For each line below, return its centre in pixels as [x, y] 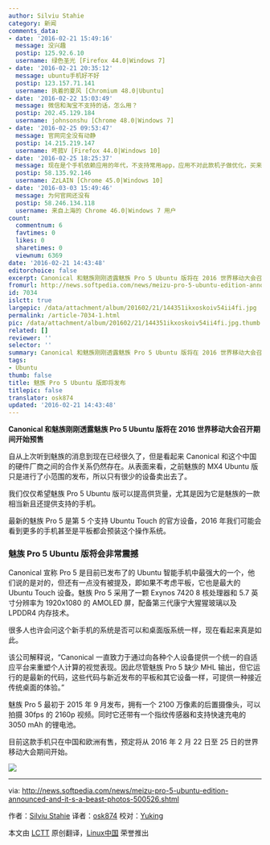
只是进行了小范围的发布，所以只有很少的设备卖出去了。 [100, 477]
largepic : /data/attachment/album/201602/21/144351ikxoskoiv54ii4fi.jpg [133, 308]
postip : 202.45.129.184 [55, 114]
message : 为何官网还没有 [53, 195]
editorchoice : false [43, 271]
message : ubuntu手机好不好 [58, 76]
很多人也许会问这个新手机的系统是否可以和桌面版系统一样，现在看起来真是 [131, 630]
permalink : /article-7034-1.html [64, 315]
